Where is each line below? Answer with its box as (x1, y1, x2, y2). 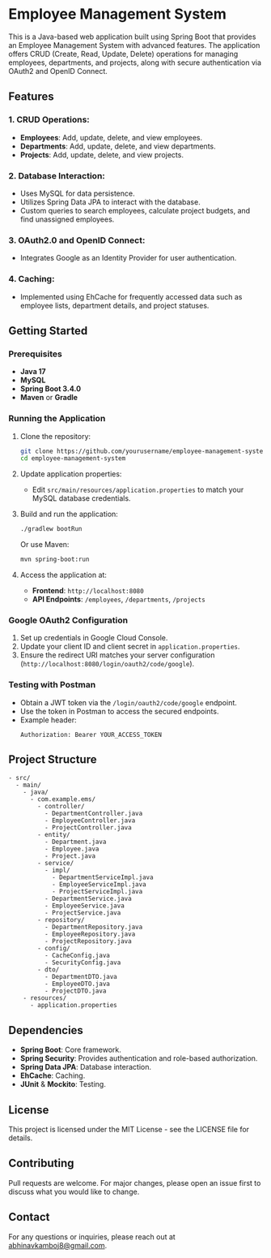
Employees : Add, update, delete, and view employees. (19, 132, 203, 142)
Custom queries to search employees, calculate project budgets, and (19, 205, 251, 215)
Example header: (19, 715, 77, 725)
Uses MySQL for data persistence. (19, 188, 135, 198)
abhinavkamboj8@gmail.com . (8, 1240, 108, 1250)
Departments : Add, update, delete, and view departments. (19, 141, 216, 151)
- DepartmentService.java (44, 894, 132, 903)
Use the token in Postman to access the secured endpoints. (19, 706, 219, 716)
